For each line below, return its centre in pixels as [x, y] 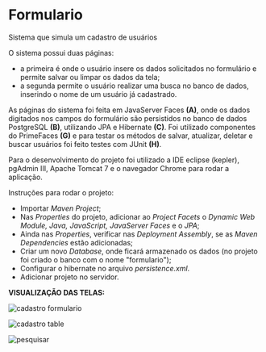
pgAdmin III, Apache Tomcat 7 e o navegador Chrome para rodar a [119, 168]
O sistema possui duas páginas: [61, 52]
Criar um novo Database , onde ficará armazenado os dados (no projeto [139, 251]
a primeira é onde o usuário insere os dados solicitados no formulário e [138, 68]
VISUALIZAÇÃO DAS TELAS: [57, 292]
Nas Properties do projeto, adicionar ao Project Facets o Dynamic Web [137, 216]
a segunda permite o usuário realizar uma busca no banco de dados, [134, 86]
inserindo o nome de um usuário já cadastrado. [98, 94]
